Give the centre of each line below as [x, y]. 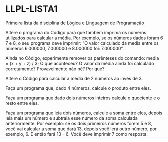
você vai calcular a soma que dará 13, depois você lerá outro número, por [81, 129]
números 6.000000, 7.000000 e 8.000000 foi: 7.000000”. [65, 48]
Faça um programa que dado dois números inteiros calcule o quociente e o [83, 98]
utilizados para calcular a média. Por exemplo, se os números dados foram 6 [84, 38]
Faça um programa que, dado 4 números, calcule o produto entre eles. [78, 88]
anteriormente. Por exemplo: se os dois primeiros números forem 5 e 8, [79, 123]
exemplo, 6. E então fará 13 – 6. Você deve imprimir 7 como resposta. [76, 134]
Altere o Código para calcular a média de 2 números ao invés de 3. [74, 78]
